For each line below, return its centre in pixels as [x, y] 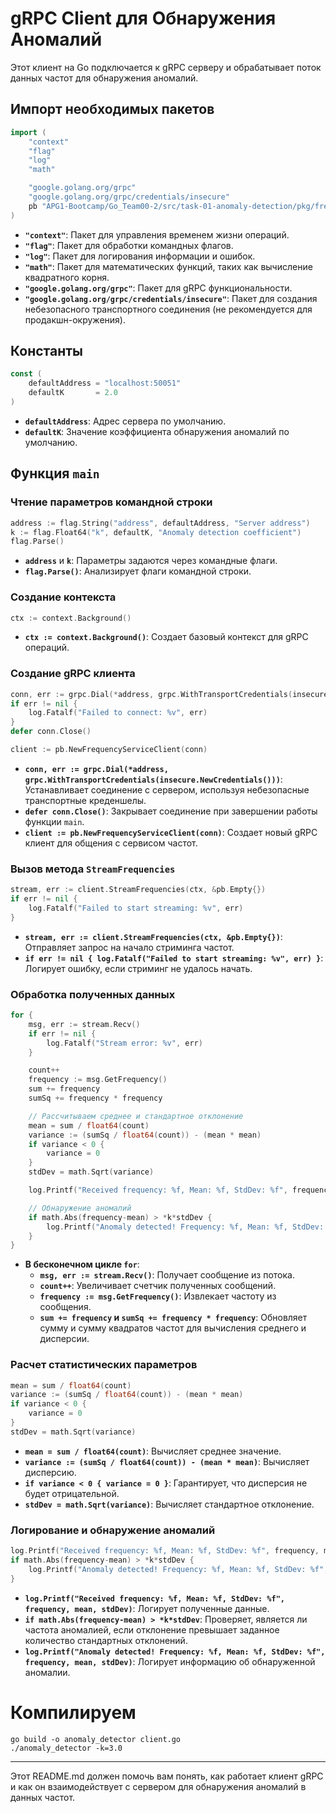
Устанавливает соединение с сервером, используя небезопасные [167, 789]
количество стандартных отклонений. [106, 1640]
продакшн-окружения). [75, 319]
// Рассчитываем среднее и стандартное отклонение [136, 1116]
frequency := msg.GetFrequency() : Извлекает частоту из [158, 1296]
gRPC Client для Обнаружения [143, 18]
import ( [28, 132]
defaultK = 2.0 [73, 393]
